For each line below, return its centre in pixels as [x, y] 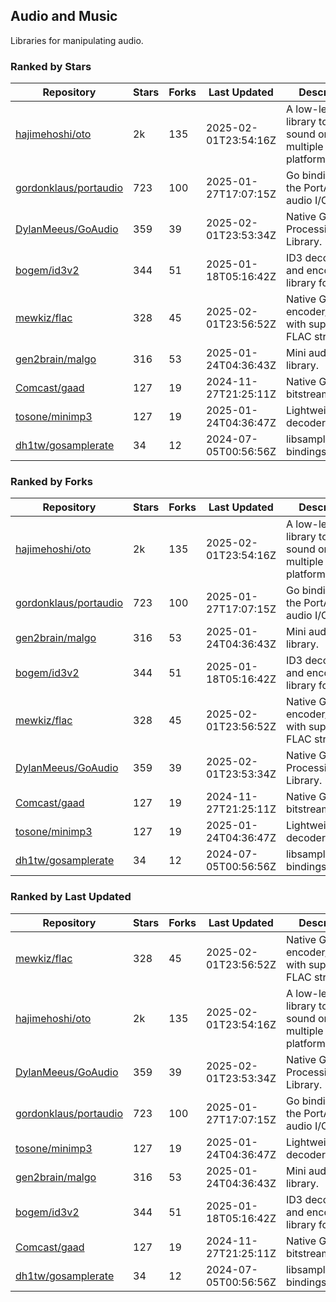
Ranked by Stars [51, 66]
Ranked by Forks [51, 482]
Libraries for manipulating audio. [77, 40]
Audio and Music [64, 16]
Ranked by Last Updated [71, 897]
